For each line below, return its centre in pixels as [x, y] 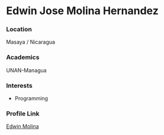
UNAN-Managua [26, 70]
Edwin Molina [22, 126]
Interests [19, 85]
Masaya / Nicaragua [30, 42]
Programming [31, 98]
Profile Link [23, 113]
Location [19, 29]
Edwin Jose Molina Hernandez [82, 11]
